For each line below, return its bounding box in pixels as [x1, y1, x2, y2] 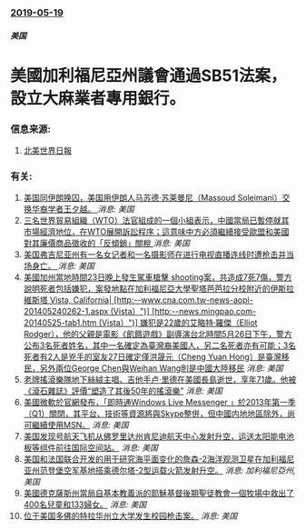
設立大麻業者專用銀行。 [10, 88, 186, 108]
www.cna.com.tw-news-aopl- [141, 295, 253, 305]
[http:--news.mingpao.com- [151, 306, 257, 317]
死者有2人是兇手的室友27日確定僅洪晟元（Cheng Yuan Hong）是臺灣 [23, 352, 282, 363]
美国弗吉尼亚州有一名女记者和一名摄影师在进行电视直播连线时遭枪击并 [23, 249, 287, 260]
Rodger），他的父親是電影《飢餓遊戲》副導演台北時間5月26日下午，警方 [23, 329, 293, 340]
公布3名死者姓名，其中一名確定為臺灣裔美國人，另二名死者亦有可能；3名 [23, 340, 297, 351]
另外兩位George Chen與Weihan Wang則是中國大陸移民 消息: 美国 [39, 363, 284, 374]
